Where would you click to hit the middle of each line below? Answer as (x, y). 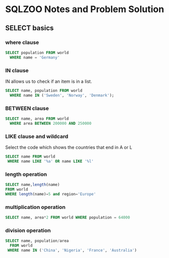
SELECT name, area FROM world (37, 119)
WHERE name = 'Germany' (35, 57)
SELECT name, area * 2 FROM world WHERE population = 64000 (68, 217)
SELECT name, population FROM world (44, 90)
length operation (26, 174)
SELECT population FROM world (37, 53)
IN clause (17, 70)
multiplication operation (35, 207)
